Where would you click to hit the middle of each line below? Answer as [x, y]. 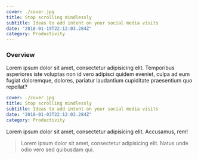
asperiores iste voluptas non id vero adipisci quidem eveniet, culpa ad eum [98, 74]
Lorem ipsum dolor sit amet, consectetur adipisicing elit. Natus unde [105, 143]
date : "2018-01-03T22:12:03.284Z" [49, 115]
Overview [21, 55]
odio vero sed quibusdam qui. [57, 149]
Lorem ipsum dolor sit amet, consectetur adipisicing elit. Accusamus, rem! [97, 132]
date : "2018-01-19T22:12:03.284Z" [49, 28]
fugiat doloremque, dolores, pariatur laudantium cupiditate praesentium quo [99, 81]
